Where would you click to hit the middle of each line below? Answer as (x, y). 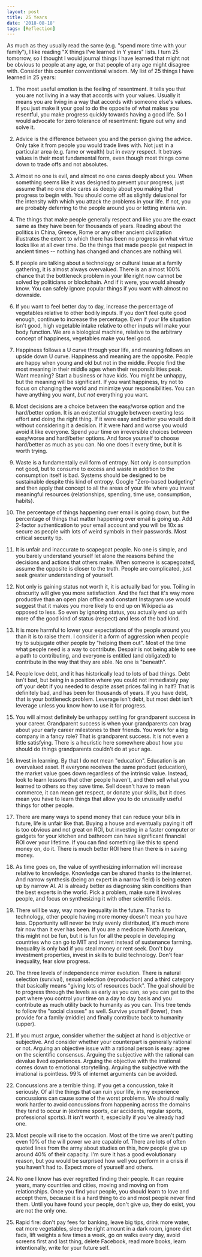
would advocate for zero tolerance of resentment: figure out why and (101, 121)
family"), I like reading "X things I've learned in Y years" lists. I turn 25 (93, 52)
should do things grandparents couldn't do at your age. (84, 749)
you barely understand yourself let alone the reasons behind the (95, 556)
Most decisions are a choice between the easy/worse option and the (100, 406)
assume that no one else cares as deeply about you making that (94, 189)
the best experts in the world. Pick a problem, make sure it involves (98, 892)
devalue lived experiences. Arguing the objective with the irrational (98, 1061)
